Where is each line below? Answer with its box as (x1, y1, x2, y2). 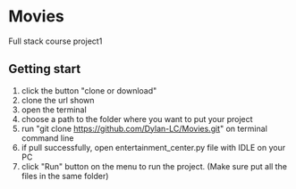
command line (21, 132, 74, 144)
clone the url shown (21, 94, 95, 105)
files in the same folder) (21, 170, 109, 181)
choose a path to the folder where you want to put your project (21, 113, 253, 124)
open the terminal (21, 104, 87, 115)
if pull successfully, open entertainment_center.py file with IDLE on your (21, 142, 286, 152)
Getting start (8, 62, 81, 77)
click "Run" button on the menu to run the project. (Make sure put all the (21, 160, 288, 171)
